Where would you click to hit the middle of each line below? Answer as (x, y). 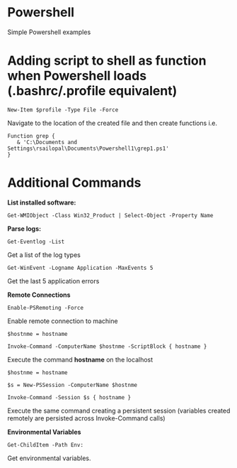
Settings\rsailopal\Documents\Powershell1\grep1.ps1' (88, 148)
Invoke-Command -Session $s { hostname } (69, 397)
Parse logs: (24, 229)
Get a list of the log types (44, 255)
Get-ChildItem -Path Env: (45, 445)
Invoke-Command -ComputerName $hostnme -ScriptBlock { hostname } (107, 346)
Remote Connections (39, 295)
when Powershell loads (77, 76)
